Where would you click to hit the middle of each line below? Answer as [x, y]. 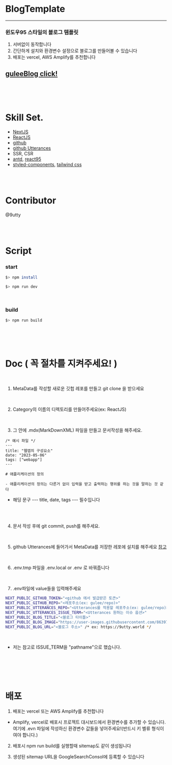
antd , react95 [27, 159]
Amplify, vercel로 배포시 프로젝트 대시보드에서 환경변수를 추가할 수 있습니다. [89, 722]
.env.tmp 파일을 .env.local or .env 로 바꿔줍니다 [61, 568]
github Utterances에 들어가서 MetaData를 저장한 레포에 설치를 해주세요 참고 [90, 547]
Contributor [31, 201]
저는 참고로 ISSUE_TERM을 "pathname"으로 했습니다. [67, 647]
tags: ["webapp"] [24, 460]
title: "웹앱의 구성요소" [29, 451]
